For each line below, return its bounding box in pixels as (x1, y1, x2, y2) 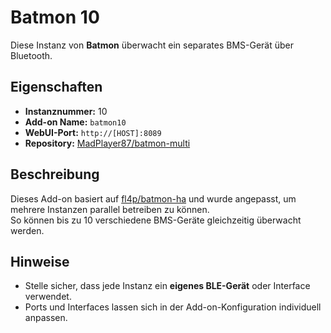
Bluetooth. (10, 49, 53, 61)
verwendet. (24, 291, 72, 303)
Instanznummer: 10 (24, 105, 108, 117)
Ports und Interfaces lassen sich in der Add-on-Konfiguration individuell (24, 301, 322, 313)
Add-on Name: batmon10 (24, 116, 127, 128)
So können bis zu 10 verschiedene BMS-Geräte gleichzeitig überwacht (10, 214, 302, 226)
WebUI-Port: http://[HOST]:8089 (24, 126, 162, 138)
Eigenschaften (10, 79, 103, 96)
